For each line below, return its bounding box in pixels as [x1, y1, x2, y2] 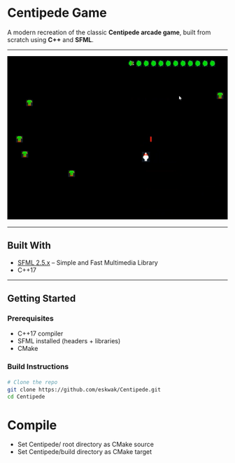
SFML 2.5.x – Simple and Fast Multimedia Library [17, 258, 159, 267]
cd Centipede [7, 394, 45, 401]
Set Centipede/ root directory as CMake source [17, 440, 154, 449]
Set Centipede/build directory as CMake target [17, 448, 152, 456]
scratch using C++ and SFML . [7, 35, 94, 43]
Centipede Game [7, 5, 107, 21]
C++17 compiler [17, 329, 64, 338]
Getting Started [7, 293, 76, 305]
